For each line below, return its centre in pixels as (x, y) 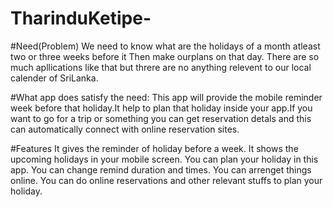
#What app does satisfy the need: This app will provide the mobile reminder (166, 97)
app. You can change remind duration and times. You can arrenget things (161, 169)
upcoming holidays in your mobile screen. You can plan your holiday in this (164, 159)
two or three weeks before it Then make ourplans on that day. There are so (165, 56)
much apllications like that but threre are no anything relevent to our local (161, 67)
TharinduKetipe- (81, 18)
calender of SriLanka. (54, 78)
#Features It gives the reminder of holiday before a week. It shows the (154, 148)
